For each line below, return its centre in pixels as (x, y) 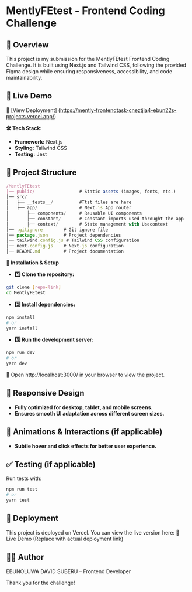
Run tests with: (24, 478)
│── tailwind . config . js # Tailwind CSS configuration (73, 241)
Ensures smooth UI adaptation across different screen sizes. (89, 413)
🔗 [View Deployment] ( (33, 110)
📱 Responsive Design (45, 393)
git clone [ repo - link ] (34, 287)
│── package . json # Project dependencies (64, 235)
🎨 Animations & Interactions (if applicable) (84, 432)
